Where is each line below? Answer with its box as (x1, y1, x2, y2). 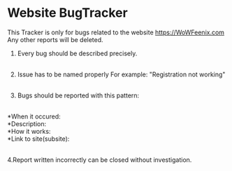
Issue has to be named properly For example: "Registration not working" (17, 70, 226, 78)
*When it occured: (7, 112, 61, 121)
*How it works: (7, 127, 51, 135)
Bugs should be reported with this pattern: (17, 91, 140, 100)
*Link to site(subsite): (7, 135, 70, 143)
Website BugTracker (7, 5, 128, 21)
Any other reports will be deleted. (7, 35, 103, 43)
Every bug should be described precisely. (17, 49, 138, 57)
